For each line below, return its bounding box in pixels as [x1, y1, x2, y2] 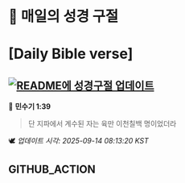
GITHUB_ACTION [8, 162, 97, 176]
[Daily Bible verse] [8, 45, 134, 63]
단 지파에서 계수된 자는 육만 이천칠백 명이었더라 [27, 119, 177, 129]
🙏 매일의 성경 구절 [8, 7, 119, 26]
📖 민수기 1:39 [8, 102, 51, 111]
